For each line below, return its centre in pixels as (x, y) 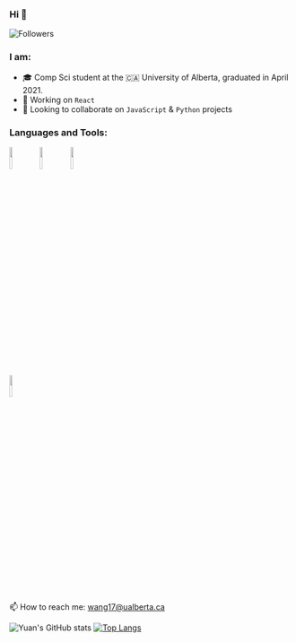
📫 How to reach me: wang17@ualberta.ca (87, 607)
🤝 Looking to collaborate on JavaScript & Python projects (127, 109)
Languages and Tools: (58, 132)
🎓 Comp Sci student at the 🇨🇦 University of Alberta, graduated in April (155, 77)
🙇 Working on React (59, 100)
